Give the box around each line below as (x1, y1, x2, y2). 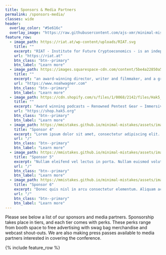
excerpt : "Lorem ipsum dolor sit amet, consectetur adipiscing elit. (14, 132, 161, 137)
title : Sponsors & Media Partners (5, 7, 77, 12)
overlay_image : (9, 30, 41, 35)
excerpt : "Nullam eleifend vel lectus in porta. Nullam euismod (14, 159, 149, 164)
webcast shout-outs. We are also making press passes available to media (5, 230, 155, 236)
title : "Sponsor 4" (14, 127, 54, 132)
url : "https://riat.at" (14, 53, 63, 58)
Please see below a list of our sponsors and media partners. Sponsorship (5, 214, 154, 220)
